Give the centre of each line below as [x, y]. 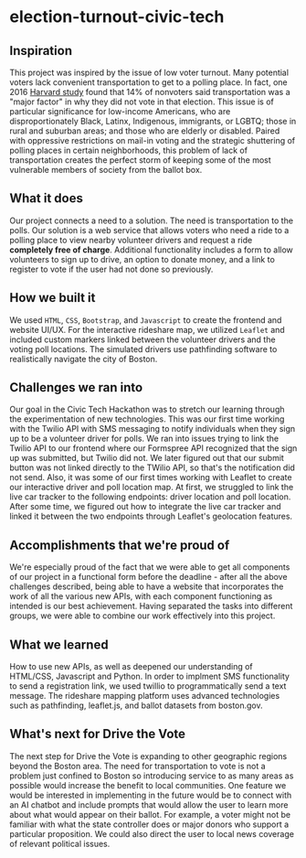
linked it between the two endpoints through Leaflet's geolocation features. [151, 516]
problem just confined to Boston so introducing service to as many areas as [152, 776]
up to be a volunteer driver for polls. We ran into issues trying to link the [144, 439]
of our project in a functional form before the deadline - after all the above [148, 577]
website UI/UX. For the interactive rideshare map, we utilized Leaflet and [147, 329]
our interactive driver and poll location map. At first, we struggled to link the [152, 488]
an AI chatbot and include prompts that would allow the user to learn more [149, 804]
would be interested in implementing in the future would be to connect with [151, 795]
